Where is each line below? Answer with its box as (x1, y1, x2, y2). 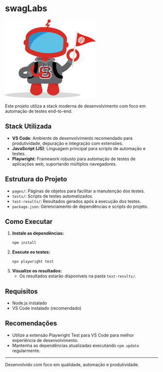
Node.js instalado (12, 300, 48, 306)
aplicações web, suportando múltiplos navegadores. (12, 161, 117, 167)
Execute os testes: (12, 249, 50, 255)
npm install (12, 240, 36, 245)
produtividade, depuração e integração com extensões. (12, 140, 124, 146)
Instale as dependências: (12, 230, 64, 236)
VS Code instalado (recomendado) (12, 305, 81, 311)
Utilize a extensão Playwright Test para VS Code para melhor (12, 332, 134, 338)
